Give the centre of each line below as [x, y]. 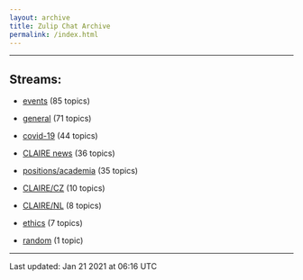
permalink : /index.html [54, 34]
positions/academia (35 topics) [80, 171]
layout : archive [40, 18]
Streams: [36, 79]
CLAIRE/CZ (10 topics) [64, 188]
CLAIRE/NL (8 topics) [62, 206]
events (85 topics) [56, 101]
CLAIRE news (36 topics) [69, 153]
